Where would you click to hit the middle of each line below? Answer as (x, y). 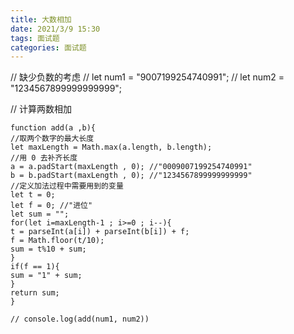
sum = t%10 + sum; (48, 249)
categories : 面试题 (48, 47)
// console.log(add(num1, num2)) (80, 319)
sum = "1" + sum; (46, 276)
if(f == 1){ (35, 267)
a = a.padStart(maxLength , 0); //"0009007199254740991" (131, 167)
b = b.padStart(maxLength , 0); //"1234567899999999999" (131, 176)
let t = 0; (33, 195)
